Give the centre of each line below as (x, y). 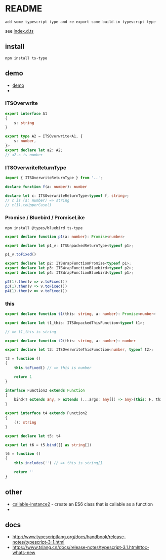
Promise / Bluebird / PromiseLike (45, 218)
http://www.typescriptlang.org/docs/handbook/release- (69, 537)
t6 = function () (23, 454)
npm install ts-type (26, 58)
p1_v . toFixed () (21, 254)
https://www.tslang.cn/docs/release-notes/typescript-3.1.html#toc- (81, 547)
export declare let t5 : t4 (33, 436)
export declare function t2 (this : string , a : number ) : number (70, 341)
